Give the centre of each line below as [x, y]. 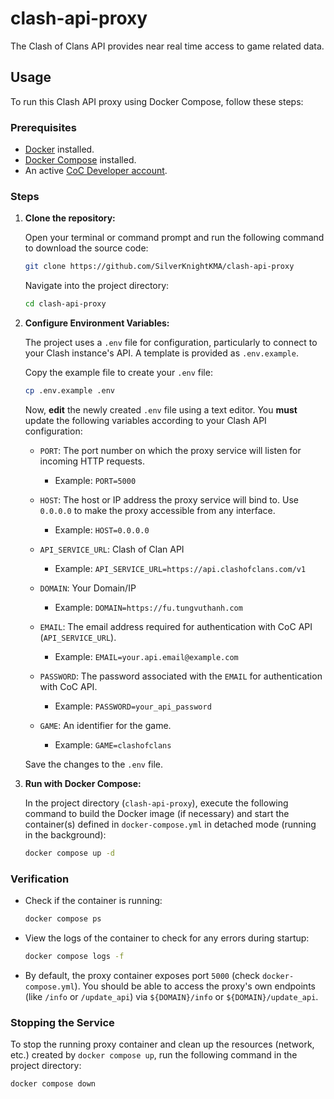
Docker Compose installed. [80, 160]
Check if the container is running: [93, 901]
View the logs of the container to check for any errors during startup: [167, 938]
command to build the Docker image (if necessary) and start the [157, 813]
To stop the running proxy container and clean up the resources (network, [162, 1044]
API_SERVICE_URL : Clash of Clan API [112, 549]
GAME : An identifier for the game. [105, 725]
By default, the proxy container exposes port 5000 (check [142, 975]
